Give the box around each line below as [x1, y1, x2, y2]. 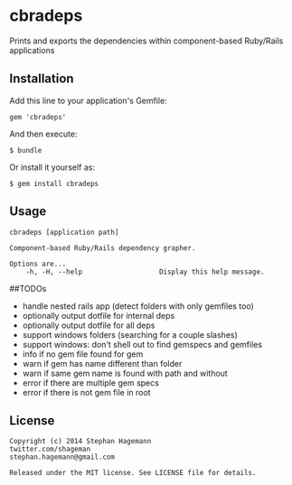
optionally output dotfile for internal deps [22, 310, 175, 321]
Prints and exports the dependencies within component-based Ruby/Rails [9, 35, 284, 46]
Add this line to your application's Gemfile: [9, 95, 167, 106]
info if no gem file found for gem [22, 349, 144, 359]
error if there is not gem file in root [22, 387, 151, 397]
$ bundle [9, 145, 42, 154]
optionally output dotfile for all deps [22, 320, 155, 331]
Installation [9, 71, 74, 87]
